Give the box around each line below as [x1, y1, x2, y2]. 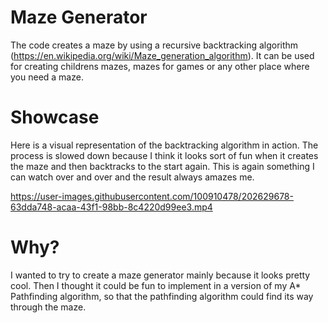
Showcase [10, 106, 100, 129]
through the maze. [10, 301, 87, 313]
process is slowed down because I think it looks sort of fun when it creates [10, 149, 319, 161]
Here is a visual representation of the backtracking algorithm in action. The [10, 139, 319, 151]
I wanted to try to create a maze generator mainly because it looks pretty [10, 269, 311, 281]
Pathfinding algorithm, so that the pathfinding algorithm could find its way [10, 290, 314, 302]
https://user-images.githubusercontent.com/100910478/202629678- [10, 190, 294, 202]
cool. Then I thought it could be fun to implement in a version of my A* [10, 279, 302, 291]
